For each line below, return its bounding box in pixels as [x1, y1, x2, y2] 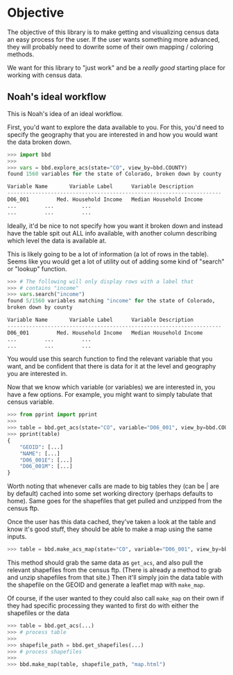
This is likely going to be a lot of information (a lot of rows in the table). [7, 250, 209, 258]
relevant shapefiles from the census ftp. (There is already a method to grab [7, 566, 222, 574]
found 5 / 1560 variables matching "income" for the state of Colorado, [7, 298, 216, 304]
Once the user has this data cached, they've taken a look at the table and [7, 518, 216, 526]
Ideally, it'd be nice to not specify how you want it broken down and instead [7, 221, 223, 230]
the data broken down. [7, 138, 72, 146]
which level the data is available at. [7, 236, 107, 245]
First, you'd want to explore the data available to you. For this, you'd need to [7, 123, 225, 131]
